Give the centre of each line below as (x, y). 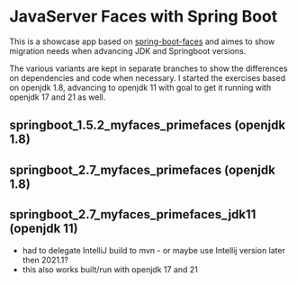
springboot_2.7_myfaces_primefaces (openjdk (143, 169)
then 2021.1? (45, 260)
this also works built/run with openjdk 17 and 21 (110, 269)
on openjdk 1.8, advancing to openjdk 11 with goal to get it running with (140, 87)
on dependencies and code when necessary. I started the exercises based (148, 77)
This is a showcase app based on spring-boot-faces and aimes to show (142, 41)
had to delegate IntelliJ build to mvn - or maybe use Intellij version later (154, 250)
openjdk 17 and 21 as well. (58, 97)
